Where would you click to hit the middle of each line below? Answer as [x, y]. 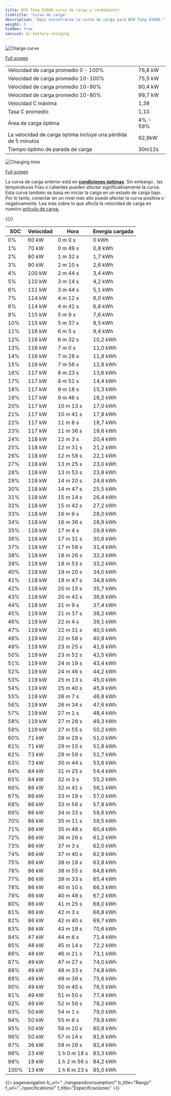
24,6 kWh [105, 481]
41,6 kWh [105, 647]
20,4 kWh [105, 439]
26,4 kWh [105, 497]
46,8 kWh [105, 696]
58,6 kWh [105, 813]
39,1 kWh [105, 622]
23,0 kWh [105, 464]
